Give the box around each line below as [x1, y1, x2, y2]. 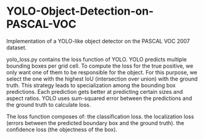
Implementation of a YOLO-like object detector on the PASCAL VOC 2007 [6, 37, 190, 45]
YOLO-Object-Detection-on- [6, 4, 154, 18]
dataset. [6, 44, 27, 51]
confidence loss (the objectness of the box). [6, 126, 118, 133]
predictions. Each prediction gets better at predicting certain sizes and [6, 88, 183, 95]
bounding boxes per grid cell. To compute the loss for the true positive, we [6, 62, 194, 69]
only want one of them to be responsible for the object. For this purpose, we [6, 68, 198, 76]
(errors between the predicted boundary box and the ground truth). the [6, 119, 185, 126]
